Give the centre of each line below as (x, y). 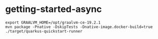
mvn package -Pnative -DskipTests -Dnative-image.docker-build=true (79, 27)
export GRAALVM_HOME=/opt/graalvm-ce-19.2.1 (53, 22)
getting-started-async (54, 9)
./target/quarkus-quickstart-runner (44, 31)
